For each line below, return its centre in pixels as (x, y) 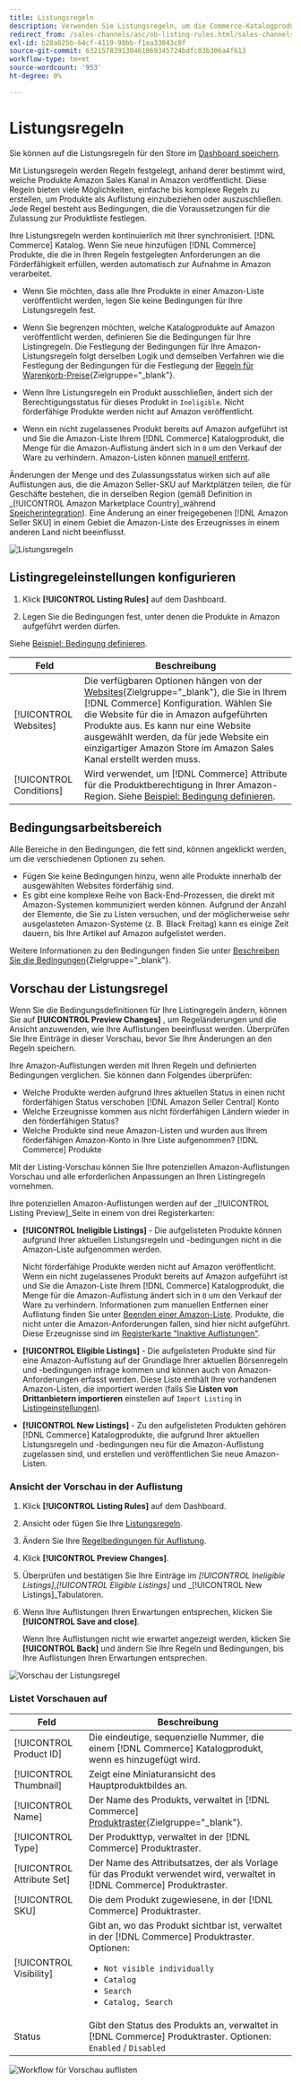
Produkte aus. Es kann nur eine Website (168, 725)
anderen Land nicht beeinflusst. (68, 532)
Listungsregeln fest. (59, 309)
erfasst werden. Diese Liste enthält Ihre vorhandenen (178, 1380)
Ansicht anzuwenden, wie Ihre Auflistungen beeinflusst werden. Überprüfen (149, 1029)
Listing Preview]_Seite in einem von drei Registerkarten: (112, 1213)
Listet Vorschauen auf (58, 1698)
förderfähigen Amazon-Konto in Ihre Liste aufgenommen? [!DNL (140, 1141)
